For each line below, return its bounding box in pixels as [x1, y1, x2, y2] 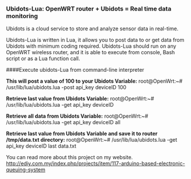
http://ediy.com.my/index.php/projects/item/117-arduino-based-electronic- [6, 160, 185, 167]
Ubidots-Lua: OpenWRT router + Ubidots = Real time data [6, 5, 172, 13]
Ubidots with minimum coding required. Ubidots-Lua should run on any [6, 43, 176, 50]
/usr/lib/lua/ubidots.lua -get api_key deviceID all [6, 119, 121, 126]
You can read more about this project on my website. [6, 154, 133, 161]
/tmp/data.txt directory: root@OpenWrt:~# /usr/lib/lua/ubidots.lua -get [6, 136, 178, 143]
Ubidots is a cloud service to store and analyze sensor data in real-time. [6, 25, 179, 32]
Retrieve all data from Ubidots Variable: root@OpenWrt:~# [6, 113, 148, 120]
